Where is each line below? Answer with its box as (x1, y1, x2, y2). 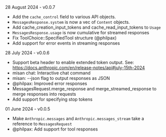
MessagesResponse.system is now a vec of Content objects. (12, 19, 130, 25)
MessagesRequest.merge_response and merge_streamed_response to (12, 86, 157, 91)
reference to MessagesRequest (12, 121, 72, 127)
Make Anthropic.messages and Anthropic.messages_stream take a (12, 116, 144, 121)
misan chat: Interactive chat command (12, 70, 91, 76)
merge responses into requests (12, 91, 76, 97)
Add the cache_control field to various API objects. (12, 14, 116, 19)
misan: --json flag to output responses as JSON (12, 75, 110, 81)
